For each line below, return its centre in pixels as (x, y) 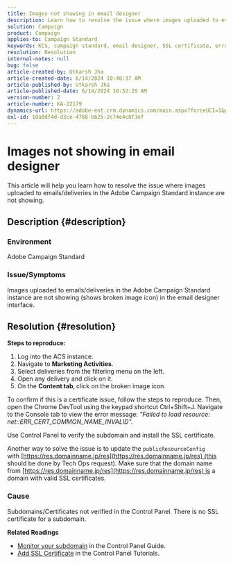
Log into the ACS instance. (55, 357)
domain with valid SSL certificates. (57, 478)
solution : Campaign (35, 26)
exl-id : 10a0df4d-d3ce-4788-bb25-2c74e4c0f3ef (76, 117)
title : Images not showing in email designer (74, 14)
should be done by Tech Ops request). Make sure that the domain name (110, 463)
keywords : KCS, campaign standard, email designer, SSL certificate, (110, 46)
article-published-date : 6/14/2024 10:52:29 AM (77, 91)
